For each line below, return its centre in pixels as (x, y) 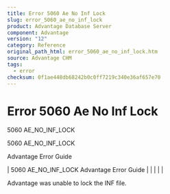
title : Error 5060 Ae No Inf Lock (57, 13)
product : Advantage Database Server (59, 26)
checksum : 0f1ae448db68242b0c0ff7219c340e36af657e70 (84, 77)
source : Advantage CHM (39, 58)
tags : (15, 64)
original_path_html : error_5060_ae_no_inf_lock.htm (82, 52)
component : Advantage (38, 33)
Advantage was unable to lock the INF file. (67, 183)
